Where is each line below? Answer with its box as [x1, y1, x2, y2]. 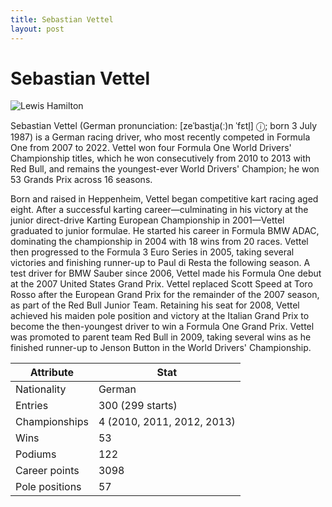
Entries [15, 399, 49, 413]
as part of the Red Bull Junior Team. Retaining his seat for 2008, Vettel [10, 299, 300, 311]
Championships [15, 415, 89, 429]
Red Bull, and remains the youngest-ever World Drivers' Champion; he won [10, 163, 320, 175]
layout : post [10, 24, 65, 34]
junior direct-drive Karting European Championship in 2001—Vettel [10, 214, 285, 226]
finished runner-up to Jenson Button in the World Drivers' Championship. [10, 342, 312, 354]
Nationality [15, 382, 67, 396]
